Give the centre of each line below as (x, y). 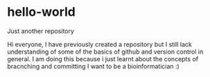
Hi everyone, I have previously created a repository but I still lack (99, 44)
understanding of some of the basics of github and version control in (105, 52)
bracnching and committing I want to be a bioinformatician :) (94, 66)
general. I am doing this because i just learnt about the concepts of (103, 58)
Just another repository (41, 31)
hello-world (42, 12)
